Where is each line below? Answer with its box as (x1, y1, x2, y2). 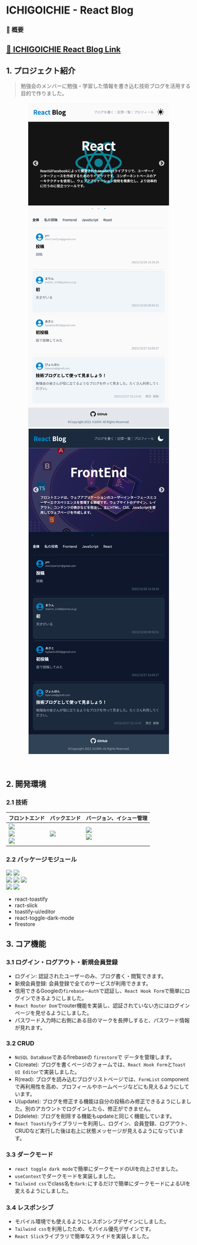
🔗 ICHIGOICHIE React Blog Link (6, 44, 121, 54)
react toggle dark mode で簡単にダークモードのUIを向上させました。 (14, 1165, 181, 1172)
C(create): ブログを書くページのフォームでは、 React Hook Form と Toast (14, 1060, 186, 1068)
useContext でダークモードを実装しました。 (14, 1172, 119, 1180)
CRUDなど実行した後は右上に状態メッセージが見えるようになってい (14, 1127, 179, 1134)
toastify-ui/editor (14, 908, 56, 915)
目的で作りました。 (20, 90, 68, 97)
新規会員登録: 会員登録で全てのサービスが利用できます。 (14, 980, 152, 987)
